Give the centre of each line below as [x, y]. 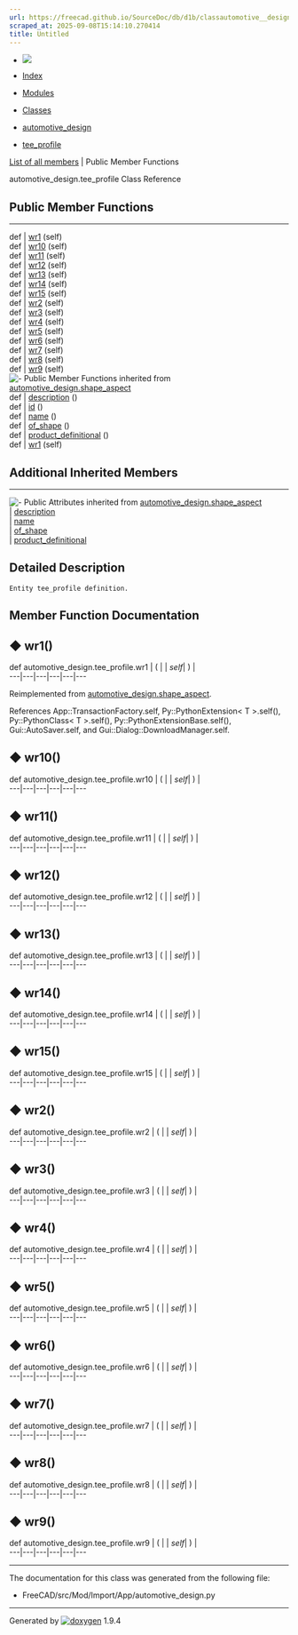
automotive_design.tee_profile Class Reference [95, 179]
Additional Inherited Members [94, 472]
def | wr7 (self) [36, 350]
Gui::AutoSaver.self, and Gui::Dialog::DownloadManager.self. [120, 730]
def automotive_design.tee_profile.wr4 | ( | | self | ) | [103, 1249]
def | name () [33, 416]
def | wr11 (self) [37, 256]
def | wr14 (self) [39, 284]
